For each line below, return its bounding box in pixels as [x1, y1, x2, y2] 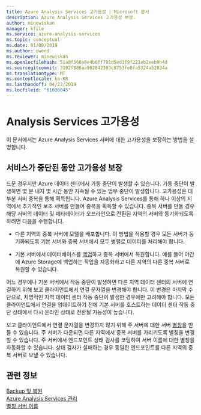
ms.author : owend [6, 48, 50, 54]
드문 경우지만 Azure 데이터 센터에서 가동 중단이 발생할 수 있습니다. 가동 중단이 [6, 180, 189, 187]
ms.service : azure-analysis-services [6, 31, 101, 37]
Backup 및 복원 [6, 387, 43, 395]
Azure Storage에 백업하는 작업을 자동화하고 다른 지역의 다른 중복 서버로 [21, 258, 190, 265]
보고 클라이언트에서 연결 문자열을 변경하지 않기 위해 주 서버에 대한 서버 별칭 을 [6, 321, 187, 328]
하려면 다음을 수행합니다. [6, 217, 64, 224]
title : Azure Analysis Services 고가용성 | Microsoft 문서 [6, 8, 149, 15]
